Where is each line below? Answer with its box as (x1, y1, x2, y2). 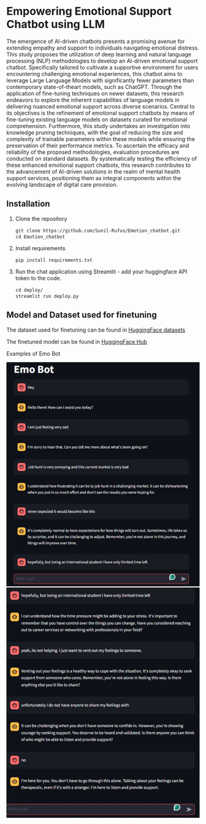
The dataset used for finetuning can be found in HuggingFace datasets (6, 326, 186, 334)
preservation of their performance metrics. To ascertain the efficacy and (6, 142, 189, 149)
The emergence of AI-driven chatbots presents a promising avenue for (6, 37, 185, 45)
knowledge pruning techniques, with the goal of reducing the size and (6, 129, 183, 136)
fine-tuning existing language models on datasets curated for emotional (6, 115, 188, 123)
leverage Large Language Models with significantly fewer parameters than (6, 77, 194, 84)
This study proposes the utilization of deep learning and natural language (6, 50, 192, 58)
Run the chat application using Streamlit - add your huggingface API (15, 268, 188, 275)
